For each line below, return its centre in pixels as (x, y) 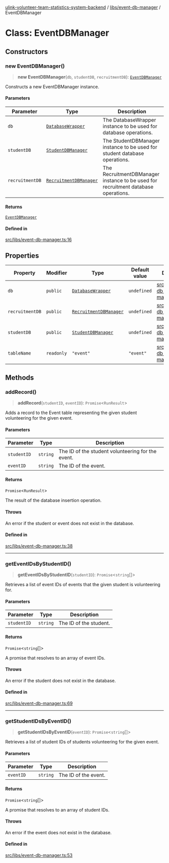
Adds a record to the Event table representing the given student (71, 413)
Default (140, 270)
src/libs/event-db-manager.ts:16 (38, 240)
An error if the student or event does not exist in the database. (70, 523)
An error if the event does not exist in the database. (59, 832)
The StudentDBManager (131, 141)
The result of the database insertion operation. (54, 500)
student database (123, 153)
